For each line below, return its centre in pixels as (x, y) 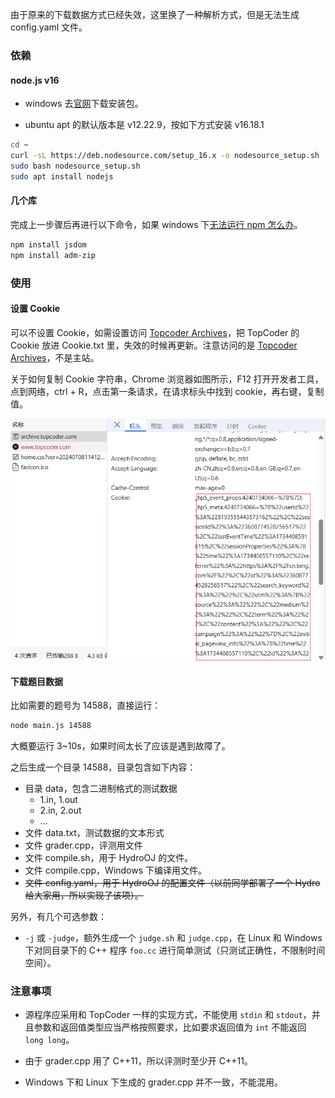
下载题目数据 (36, 681)
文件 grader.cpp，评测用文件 (83, 845)
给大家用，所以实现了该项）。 (84, 895)
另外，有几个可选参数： (58, 917)
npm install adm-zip (53, 255)
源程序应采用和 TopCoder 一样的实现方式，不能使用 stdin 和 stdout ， (168, 1015)
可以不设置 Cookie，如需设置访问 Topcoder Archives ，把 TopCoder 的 (155, 332)
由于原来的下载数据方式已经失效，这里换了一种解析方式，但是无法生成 (155, 14)
